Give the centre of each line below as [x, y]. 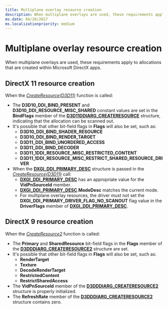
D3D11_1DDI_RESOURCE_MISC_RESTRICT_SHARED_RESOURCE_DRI [91, 158]
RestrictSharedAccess [44, 280]
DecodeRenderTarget [43, 270]
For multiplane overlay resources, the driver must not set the [82, 195]
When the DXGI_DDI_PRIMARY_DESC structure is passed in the [78, 169]
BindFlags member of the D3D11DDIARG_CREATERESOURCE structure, [86, 116]
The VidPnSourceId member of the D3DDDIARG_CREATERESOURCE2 [85, 286]
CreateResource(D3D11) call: [42, 174]
